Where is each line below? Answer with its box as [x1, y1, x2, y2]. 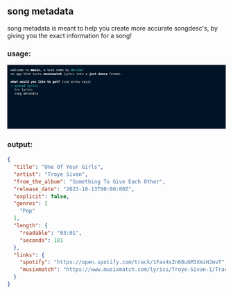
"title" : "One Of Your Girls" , [13, 163, 104, 171]
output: [7, 139, 33, 149]
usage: [7, 49, 31, 58]
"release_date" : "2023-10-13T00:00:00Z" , [13, 186, 135, 193]
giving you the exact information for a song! [7, 31, 132, 40]
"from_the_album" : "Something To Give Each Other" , [13, 178, 166, 185]
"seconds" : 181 [19, 236, 64, 244]
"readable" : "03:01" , [19, 229, 82, 236]
